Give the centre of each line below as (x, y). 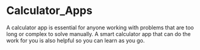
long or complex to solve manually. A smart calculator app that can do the (98, 34)
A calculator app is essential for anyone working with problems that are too (100, 27)
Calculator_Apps (50, 11)
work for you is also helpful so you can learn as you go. (75, 40)
